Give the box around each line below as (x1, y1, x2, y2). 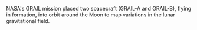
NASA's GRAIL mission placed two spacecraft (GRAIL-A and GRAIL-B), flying (6, 5, 192, 12)
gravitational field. (6, 18, 50, 24)
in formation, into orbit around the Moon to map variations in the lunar (6, 11, 176, 18)
